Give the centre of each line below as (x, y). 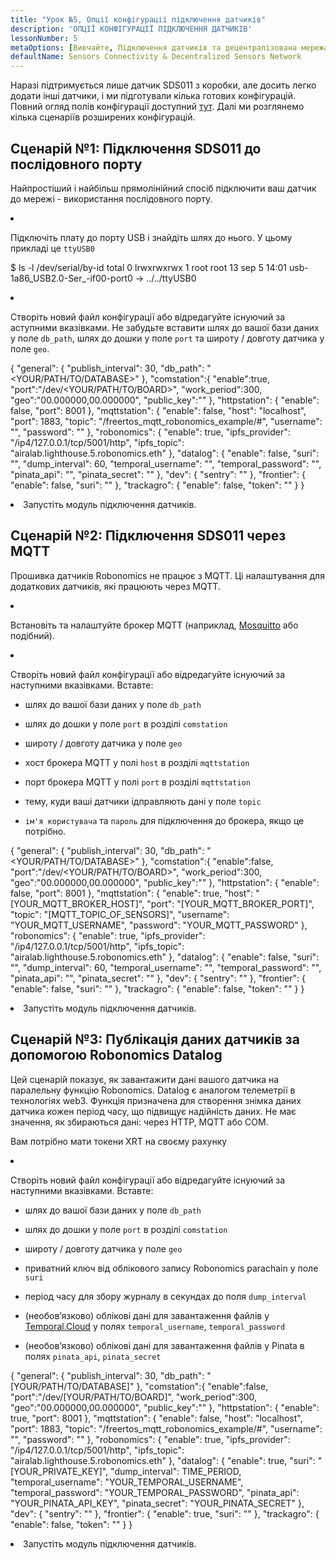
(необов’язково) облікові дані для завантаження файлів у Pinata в (164, 1345)
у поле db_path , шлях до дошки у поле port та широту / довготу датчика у (167, 338)
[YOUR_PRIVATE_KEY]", (59, 1471)
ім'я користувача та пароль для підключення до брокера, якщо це (164, 820)
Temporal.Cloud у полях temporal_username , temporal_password (155, 1326)
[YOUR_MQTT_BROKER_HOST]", (77, 903)
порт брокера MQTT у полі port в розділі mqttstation (137, 782)
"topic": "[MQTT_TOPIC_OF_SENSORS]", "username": (120, 914)
